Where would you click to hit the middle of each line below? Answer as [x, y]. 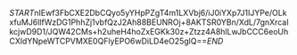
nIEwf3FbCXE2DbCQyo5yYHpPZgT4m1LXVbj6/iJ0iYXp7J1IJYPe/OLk [161, 13]
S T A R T [22, 13]
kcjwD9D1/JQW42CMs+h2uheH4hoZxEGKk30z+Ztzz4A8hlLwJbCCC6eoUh [149, 31]
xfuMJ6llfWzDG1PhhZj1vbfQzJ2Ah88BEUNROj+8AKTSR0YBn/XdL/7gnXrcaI [149, 22]
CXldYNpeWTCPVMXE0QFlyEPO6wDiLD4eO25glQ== [108, 41]
